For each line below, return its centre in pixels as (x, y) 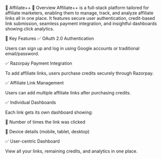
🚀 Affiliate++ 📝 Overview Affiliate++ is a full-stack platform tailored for (77, 8)
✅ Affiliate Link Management (34, 83)
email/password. (22, 54)
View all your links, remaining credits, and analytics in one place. (72, 151)
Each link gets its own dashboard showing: (49, 112)
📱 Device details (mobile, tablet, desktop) (47, 131)
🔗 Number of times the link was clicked (45, 122)
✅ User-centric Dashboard (32, 141)
